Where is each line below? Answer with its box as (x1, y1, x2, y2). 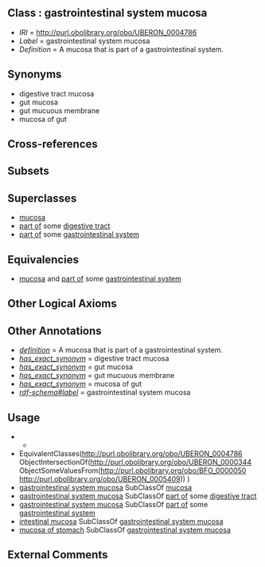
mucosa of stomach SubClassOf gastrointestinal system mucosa (18, 526, 232, 535)
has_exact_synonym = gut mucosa (18, 362, 133, 372)
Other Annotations (7, 324, 102, 337)
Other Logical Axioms (7, 297, 117, 310)
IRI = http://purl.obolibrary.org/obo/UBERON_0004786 (18, 27, 197, 37)
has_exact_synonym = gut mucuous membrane (18, 371, 175, 380)
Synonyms (7, 68, 62, 81)
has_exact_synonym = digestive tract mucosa (18, 354, 170, 364)
